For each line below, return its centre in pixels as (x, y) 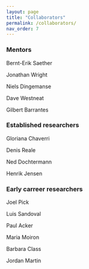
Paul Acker (20, 226)
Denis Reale (21, 150)
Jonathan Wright (27, 74)
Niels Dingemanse (29, 86)
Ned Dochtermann (29, 162)
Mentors (19, 50)
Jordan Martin (24, 261)
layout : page (23, 12)
